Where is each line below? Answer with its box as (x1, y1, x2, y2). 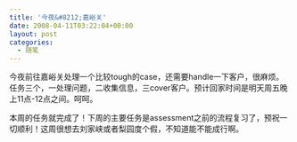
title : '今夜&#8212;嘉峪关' (9, 12, 107, 22)
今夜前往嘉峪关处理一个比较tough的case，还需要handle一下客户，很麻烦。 (9, 72, 285, 83)
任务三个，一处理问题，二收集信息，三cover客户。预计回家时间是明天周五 (9, 83, 281, 93)
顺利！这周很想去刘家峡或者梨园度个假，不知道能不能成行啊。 (16, 123, 243, 134)
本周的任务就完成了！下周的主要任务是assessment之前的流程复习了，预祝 (9, 113, 280, 123)
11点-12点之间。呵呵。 (16, 94, 98, 105)
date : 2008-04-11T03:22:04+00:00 (9, 21, 134, 30)
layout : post (9, 29, 58, 38)
